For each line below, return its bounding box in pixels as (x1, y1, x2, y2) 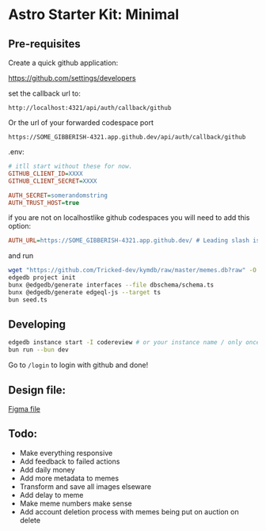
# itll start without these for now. (8, 162, 133, 170)
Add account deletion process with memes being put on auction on (19, 506, 239, 516)
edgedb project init (8, 274, 77, 282)
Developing (8, 318, 66, 332)
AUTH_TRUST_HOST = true (8, 199, 80, 207)
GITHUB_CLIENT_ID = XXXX (8, 169, 83, 177)
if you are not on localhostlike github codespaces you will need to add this (8, 213, 250, 222)
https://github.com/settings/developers (8, 74, 136, 82)
